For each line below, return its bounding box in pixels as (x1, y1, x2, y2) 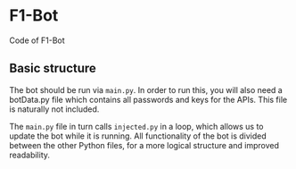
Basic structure (9, 61, 96, 76)
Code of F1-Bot (9, 35, 65, 46)
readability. (9, 149, 51, 160)
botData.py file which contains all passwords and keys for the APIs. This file (9, 94, 288, 105)
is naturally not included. (9, 104, 100, 114)
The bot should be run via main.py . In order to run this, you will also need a (9, 84, 283, 95)
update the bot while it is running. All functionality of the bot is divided (9, 131, 267, 141)
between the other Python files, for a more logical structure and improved (9, 139, 279, 150)
